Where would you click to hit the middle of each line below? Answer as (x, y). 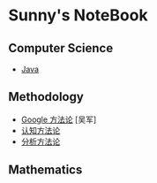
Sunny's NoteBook (78, 15)
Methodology (46, 97)
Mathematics (45, 170)
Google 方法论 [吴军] (59, 119)
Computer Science (61, 48)
